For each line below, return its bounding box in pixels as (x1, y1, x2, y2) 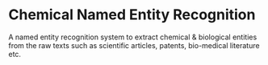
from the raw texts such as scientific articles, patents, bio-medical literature (8, 40, 260, 50)
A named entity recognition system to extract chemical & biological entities (8, 32, 258, 42)
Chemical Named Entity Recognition (8, 6, 256, 24)
